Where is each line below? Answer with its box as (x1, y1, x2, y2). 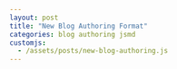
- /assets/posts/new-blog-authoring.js (17, 47, 169, 56)
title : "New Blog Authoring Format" (9, 22, 148, 30)
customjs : (9, 38, 47, 47)
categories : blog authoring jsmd (9, 30, 136, 39)
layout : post (9, 13, 59, 22)
